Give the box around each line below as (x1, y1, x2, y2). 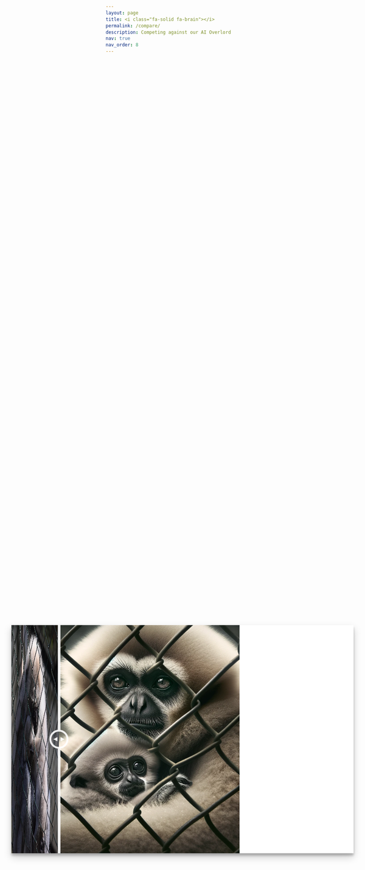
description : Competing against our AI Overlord (105, 29, 231, 35)
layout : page (105, 10, 139, 16)
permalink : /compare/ (105, 23, 161, 29)
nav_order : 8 (105, 42, 139, 48)
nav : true (105, 35, 131, 42)
